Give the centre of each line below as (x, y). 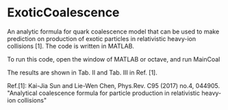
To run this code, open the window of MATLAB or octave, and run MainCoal (114, 59)
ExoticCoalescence (63, 13)
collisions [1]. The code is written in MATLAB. (71, 46)
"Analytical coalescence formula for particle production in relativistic (104, 93)
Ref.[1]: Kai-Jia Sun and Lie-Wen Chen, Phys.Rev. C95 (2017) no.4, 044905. (114, 85)
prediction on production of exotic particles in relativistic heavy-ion (102, 38)
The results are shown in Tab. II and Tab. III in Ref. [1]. (82, 72)
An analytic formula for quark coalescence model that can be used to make (113, 31)
